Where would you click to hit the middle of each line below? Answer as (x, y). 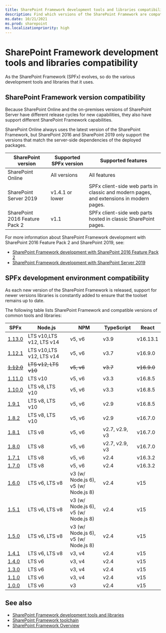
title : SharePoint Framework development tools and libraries (70, 10)
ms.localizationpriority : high (37, 28)
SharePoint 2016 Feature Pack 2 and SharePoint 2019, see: (65, 242)
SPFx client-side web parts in (123, 186)
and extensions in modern (119, 198)
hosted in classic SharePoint (122, 219)
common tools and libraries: (33, 315)
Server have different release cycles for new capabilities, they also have (78, 115)
